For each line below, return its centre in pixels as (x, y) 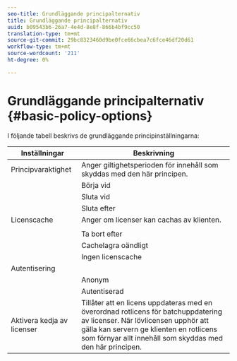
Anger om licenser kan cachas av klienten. (151, 220)
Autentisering (33, 268)
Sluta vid (96, 196)
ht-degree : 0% (28, 60)
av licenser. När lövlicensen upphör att (145, 320)
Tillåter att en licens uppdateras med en (147, 302)
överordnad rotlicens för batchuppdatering (151, 312)
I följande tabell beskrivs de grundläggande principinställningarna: (103, 136)
